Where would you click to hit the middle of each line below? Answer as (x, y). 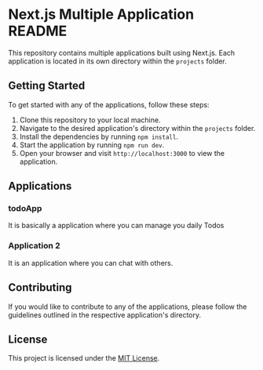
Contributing (40, 288)
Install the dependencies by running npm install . (99, 136)
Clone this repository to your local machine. (90, 120)
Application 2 (34, 246)
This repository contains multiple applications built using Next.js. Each (122, 53)
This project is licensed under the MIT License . (84, 358)
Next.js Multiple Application (101, 15)
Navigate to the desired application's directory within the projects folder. (137, 128)
